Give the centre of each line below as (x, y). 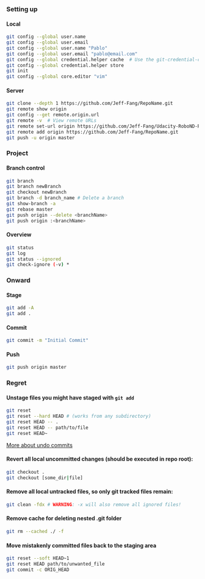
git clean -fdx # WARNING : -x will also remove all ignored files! (94, 504)
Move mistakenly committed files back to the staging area (81, 545)
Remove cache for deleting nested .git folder (64, 518)
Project (17, 153)
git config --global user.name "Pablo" (57, 48)
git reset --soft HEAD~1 (38, 558)
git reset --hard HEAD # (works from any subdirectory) (79, 416)
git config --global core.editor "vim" (57, 77)
